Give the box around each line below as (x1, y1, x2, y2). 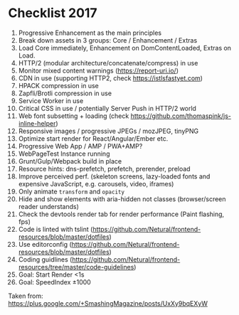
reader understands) (18, 202, 79, 210)
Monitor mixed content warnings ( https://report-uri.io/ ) (18, 66, 179, 75)
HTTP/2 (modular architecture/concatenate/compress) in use (18, 58, 198, 67)
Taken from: (8, 292, 43, 300)
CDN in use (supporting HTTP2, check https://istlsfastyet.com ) (18, 73, 203, 82)
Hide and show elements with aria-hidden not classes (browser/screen (18, 194, 226, 203)
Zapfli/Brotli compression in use (18, 89, 112, 97)
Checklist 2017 (8, 5, 98, 21)
